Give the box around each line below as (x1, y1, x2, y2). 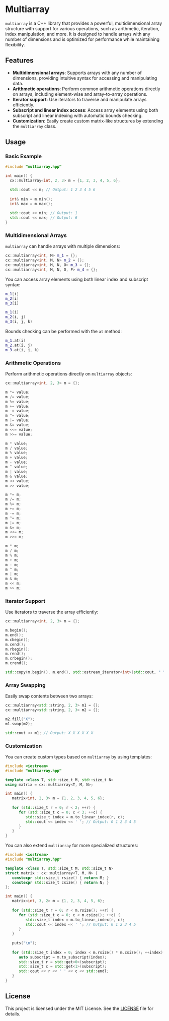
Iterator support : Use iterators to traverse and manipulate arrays (12, 96, 147, 102)
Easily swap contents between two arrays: (5, 693, 93, 699)
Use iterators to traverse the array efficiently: (5, 609, 99, 615)
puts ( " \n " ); (12, 941, 37, 946)
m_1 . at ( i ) (5, 338, 26, 343)
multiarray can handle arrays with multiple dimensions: (5, 243, 121, 249)
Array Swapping (5, 681, 46, 688)
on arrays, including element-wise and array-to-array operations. (12, 91, 147, 97)
